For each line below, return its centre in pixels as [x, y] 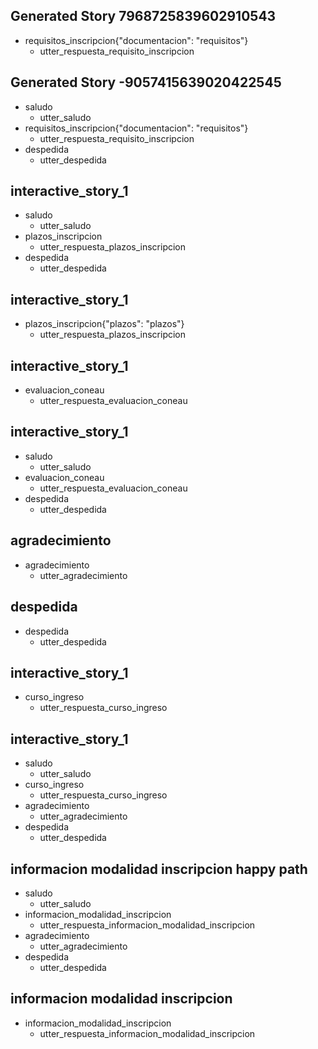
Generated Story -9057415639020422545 [146, 82]
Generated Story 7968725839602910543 [143, 16]
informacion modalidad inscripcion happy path [159, 869]
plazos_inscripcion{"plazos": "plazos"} [104, 324]
